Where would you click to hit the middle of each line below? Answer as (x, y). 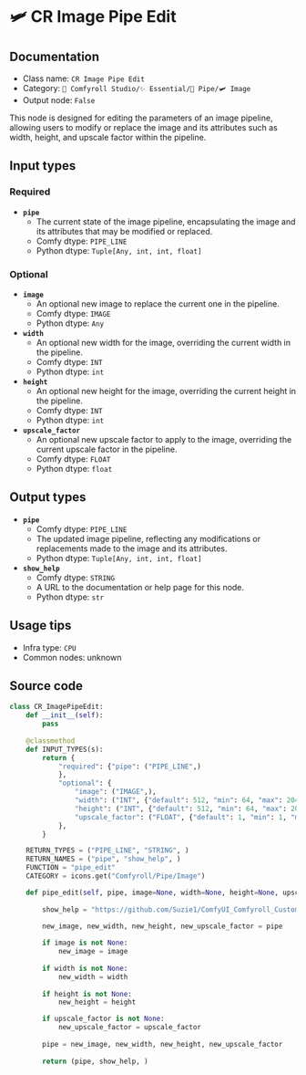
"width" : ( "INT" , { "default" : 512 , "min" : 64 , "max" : (178, 800)
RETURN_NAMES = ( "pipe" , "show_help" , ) (103, 859)
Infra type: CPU (49, 647)
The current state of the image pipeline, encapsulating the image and (166, 221)
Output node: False (59, 100)
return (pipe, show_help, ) (95, 1061)
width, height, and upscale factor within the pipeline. (108, 137)
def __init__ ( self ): (65, 715)
